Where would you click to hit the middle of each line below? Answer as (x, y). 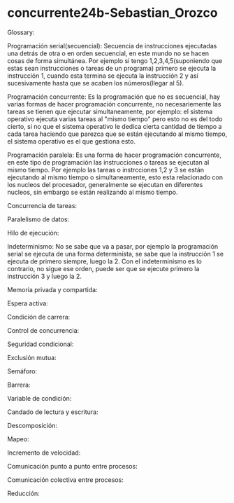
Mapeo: (18, 439)
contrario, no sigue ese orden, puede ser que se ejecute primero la (103, 268)
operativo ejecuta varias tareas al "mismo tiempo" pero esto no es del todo (115, 119)
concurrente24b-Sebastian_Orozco (112, 13)
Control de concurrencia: (43, 330)
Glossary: (21, 32)
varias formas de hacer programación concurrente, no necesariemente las (114, 104)
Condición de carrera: (39, 317)
